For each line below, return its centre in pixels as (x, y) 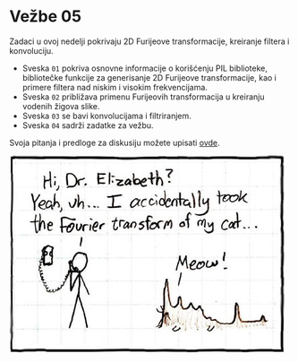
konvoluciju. (31, 50)
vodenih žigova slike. (61, 106)
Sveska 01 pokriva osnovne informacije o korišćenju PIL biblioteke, (145, 68)
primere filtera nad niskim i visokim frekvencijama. (115, 87)
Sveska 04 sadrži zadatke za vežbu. (88, 125)
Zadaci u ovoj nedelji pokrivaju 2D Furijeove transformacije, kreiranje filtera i (149, 41)
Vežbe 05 (46, 17)
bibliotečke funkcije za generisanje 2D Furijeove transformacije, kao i (149, 77)
